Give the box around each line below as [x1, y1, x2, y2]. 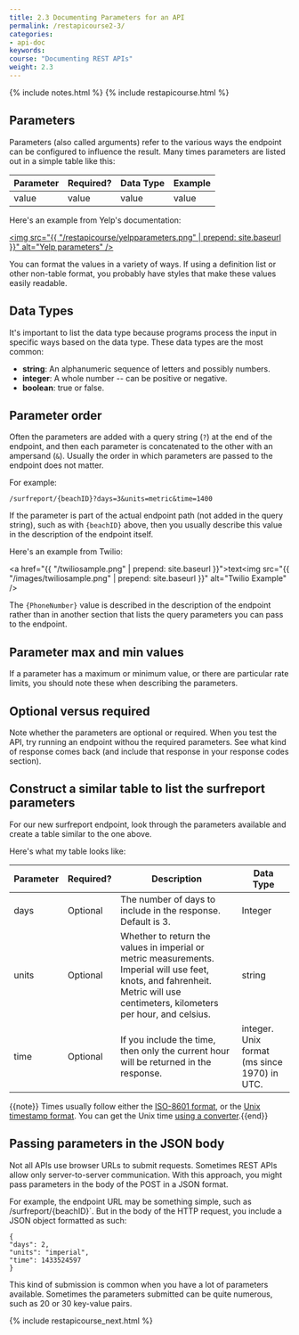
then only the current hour [119, 1044, 230, 1057]
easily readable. [9, 277, 68, 288]
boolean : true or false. [21, 382, 105, 393]
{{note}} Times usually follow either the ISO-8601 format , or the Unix [9, 1101, 261, 1111]
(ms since [241, 1055, 283, 1068]
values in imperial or [119, 941, 205, 954]
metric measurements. [119, 952, 215, 964]
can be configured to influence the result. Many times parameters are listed [9, 146, 287, 157]
